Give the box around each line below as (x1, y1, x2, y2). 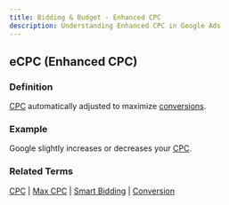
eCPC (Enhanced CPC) (9, 54, 138, 69)
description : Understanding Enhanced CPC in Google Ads (9, 21, 221, 30)
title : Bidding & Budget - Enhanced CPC (9, 12, 162, 22)
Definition (9, 81, 53, 93)
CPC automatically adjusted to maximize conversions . (9, 101, 207, 112)
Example (9, 123, 48, 136)
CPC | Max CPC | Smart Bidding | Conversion (9, 185, 176, 196)
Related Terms (9, 165, 74, 177)
